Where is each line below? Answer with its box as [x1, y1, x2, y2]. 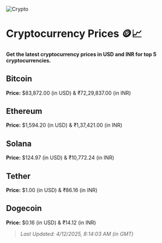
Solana [6, 138, 32, 148]
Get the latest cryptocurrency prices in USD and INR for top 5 [6, 50, 157, 58]
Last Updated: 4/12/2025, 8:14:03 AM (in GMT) [20, 230, 134, 237]
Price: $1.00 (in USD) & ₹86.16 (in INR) [6, 187, 98, 194]
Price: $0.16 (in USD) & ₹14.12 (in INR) [6, 219, 96, 226]
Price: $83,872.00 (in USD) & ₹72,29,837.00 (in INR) [6, 89, 131, 96]
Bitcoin [6, 74, 33, 84]
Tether [6, 171, 31, 181]
